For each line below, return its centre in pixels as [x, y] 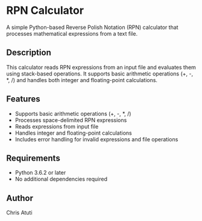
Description [29, 53]
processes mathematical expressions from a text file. [72, 33]
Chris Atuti [19, 213]
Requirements [33, 158]
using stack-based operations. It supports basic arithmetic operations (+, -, [100, 74]
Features [23, 99]
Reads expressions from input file [57, 126]
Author [20, 198]
